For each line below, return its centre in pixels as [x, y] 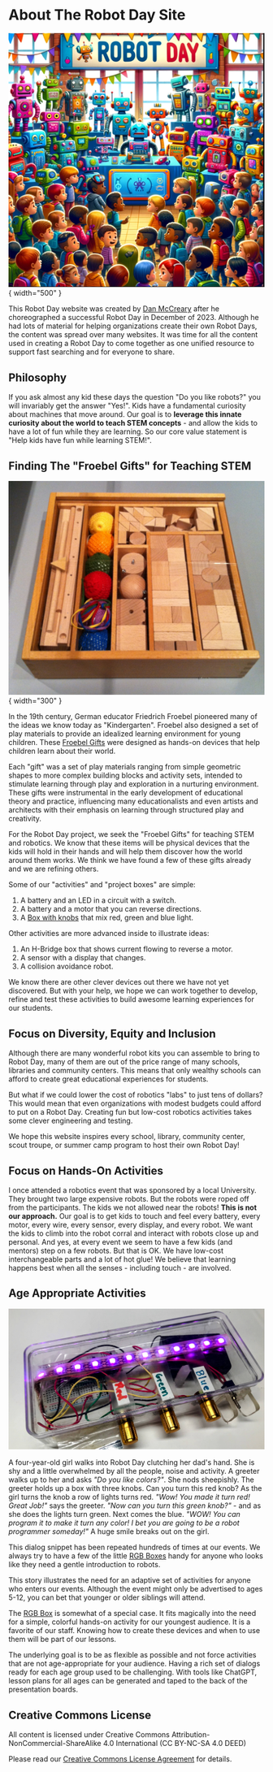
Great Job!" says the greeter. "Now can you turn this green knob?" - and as [135, 1506]
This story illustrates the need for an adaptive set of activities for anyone [130, 1580]
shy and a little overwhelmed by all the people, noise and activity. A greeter [134, 1471]
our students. [31, 1008]
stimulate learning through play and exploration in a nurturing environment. [134, 784]
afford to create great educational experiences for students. [108, 1079]
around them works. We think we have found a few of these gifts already [130, 860]
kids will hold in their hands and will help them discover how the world [126, 851]
